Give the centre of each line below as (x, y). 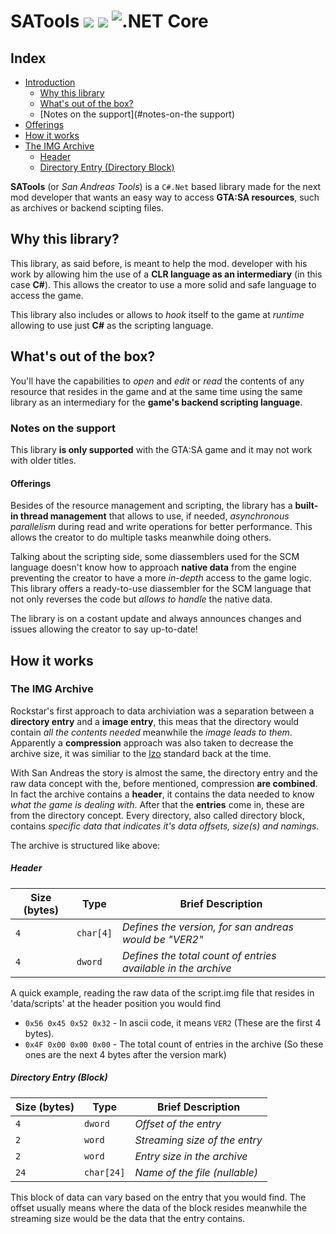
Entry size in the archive (191, 1156)
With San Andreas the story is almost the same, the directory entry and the (164, 772)
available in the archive (177, 968)
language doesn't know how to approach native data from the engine (153, 567)
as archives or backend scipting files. (87, 208)
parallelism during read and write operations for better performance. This (161, 527)
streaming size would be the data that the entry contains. (128, 1218)
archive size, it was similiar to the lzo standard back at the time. (141, 753)
